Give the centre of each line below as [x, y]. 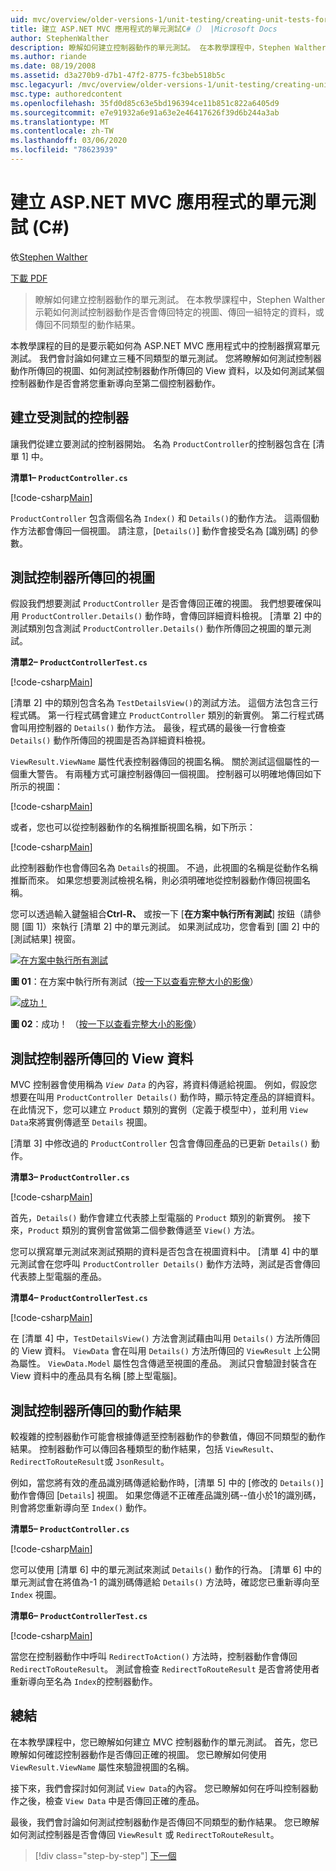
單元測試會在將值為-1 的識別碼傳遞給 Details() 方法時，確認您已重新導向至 [165, 1582]
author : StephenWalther [60, 38]
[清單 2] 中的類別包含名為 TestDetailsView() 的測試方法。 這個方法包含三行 [164, 703]
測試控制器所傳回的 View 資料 [102, 1058]
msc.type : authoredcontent [66, 94]
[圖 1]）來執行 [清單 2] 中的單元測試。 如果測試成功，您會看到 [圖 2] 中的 [170, 927]
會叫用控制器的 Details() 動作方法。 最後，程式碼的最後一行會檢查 [148, 728]
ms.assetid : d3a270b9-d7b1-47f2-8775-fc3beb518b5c [118, 76]
